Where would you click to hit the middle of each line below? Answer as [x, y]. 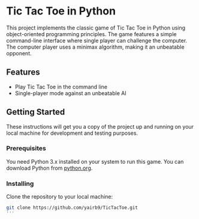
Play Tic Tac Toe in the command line [61, 87]
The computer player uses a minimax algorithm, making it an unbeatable [95, 47]
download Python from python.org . [49, 168]
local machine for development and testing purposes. [72, 133]
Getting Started [36, 112]
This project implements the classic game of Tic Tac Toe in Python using [96, 28]
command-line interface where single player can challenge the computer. [97, 40]
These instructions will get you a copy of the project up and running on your [100, 126]
